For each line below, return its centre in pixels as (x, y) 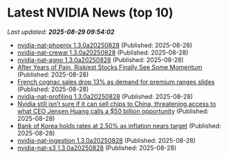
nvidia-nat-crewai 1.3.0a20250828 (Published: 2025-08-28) (103, 52)
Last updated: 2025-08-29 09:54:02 (61, 32)
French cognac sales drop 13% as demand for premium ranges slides (116, 81)
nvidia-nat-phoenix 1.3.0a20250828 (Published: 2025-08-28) (105, 45)
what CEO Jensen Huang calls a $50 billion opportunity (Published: (113, 111)
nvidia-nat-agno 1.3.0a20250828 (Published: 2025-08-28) (101, 59)
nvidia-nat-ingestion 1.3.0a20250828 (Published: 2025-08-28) (106, 140)
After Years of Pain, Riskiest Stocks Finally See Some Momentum (110, 67)
